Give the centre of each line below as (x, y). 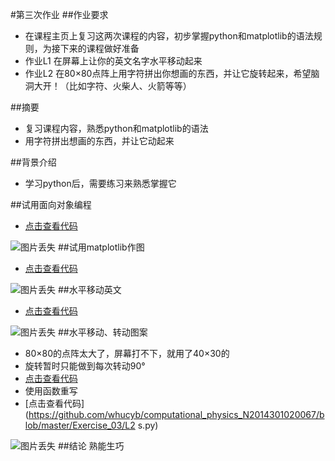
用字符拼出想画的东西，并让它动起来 (99, 141)
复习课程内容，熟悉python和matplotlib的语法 (116, 128)
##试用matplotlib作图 (101, 247)
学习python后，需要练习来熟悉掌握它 (100, 183)
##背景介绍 (33, 162)
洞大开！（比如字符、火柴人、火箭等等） (108, 86)
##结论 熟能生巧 (91, 446)
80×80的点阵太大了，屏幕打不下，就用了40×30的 (127, 353)
